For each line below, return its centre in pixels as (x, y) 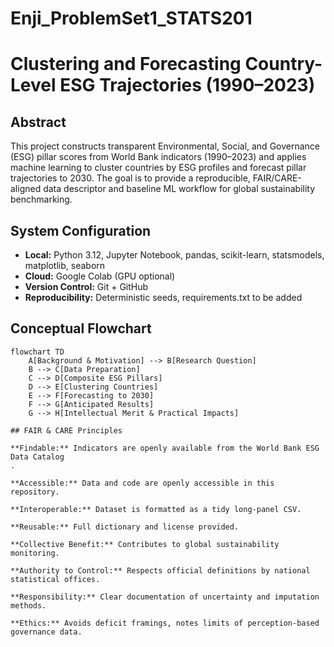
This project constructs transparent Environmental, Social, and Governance (165, 146)
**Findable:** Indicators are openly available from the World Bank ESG (165, 448)
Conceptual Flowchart (81, 328)
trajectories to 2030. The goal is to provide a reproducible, (130, 178)
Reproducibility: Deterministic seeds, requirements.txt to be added (163, 297)
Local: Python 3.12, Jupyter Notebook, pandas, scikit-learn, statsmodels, (174, 255)
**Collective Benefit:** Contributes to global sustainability (145, 544)
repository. (35, 492)
